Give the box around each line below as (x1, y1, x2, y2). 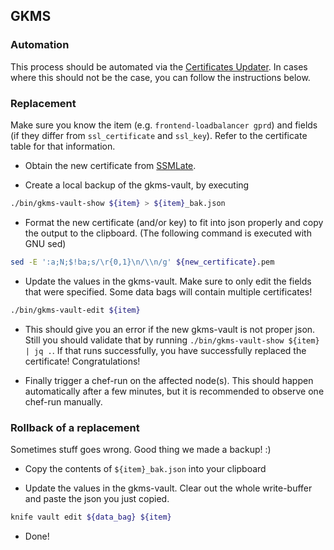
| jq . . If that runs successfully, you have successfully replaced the (24, 344, 307, 356)
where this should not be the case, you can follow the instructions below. (10, 71, 311, 83)
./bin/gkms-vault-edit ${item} (10, 305, 141, 315)
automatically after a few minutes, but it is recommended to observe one (24, 385, 325, 397)
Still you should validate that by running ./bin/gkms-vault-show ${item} (24, 334, 320, 346)
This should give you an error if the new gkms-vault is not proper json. (24, 323, 316, 335)
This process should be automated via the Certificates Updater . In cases (10, 60, 308, 73)
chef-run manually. (24, 395, 103, 408)
